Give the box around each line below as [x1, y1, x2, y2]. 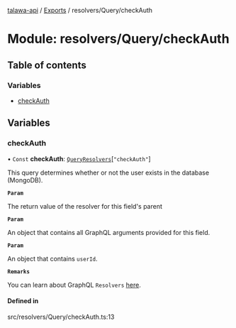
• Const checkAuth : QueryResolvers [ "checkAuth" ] [7, 154, 151, 163]
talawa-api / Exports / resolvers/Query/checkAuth [7, 6, 153, 14]
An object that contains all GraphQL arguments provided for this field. [7, 228, 210, 236]
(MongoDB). [7, 175, 43, 184]
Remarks [7, 268, 30, 275]
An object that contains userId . [7, 254, 98, 263]
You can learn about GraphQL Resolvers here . [7, 280, 142, 289]
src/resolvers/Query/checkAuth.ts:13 [7, 312, 115, 321]
